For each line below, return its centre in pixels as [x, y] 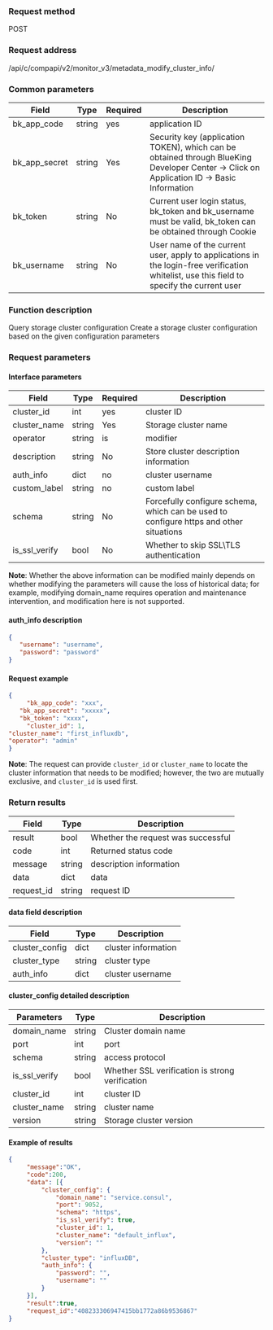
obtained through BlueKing [200, 157]
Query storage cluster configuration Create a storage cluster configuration [133, 328]
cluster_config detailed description [69, 995]
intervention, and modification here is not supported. [97, 602]
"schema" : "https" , [89, 1213]
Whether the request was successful [161, 838]
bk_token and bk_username [201, 211]
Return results [37, 803]
